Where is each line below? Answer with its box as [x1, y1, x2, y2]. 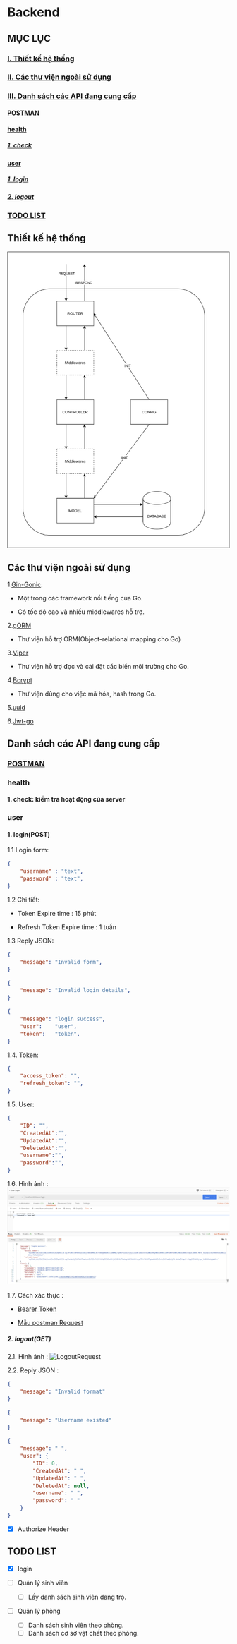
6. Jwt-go [7, 717, 34, 725]
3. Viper [7, 648, 29, 657]
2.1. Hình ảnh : [7, 1353, 48, 1361]
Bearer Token [17, 1305, 57, 1313]
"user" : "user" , [20, 1022, 78, 1030]
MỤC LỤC [7, 32, 51, 44]
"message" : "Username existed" [20, 1416, 112, 1424]
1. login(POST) [7, 830, 51, 838]
